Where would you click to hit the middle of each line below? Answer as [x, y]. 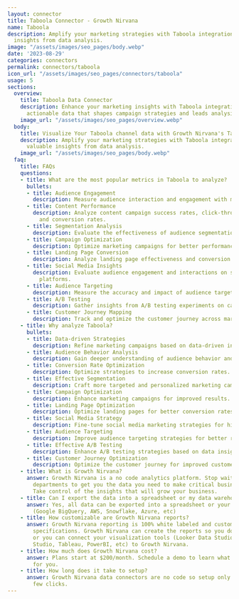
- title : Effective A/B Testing [74, 445]
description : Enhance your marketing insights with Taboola [111, 107]
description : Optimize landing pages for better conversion [124, 412]
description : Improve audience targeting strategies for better [130, 438]
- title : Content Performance [71, 206]
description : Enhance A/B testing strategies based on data [124, 451]
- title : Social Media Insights [74, 266]
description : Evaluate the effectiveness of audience [114, 232]
